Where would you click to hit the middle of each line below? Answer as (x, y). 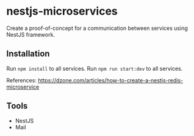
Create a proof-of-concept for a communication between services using (97, 28)
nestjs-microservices (62, 11)
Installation (28, 54)
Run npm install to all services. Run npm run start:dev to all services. (95, 68)
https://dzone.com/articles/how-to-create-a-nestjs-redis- (110, 80)
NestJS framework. (31, 34)
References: (21, 80)
